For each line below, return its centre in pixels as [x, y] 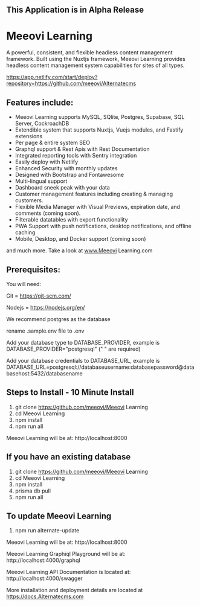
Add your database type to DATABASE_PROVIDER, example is [83, 342]
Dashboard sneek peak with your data [62, 188]
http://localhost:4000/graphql [43, 560]
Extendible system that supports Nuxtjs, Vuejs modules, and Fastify [99, 130]
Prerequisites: [33, 270]
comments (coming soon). [48, 213]
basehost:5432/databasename [45, 373]
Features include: [40, 102]
